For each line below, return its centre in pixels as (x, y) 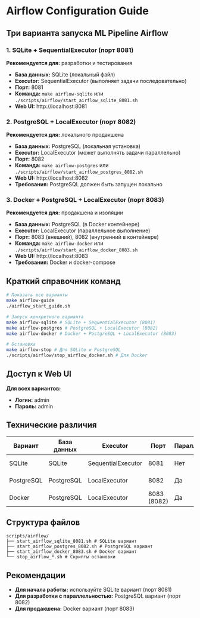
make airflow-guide (30, 301)
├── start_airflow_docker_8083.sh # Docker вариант (71, 552)
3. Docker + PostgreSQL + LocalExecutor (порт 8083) (85, 200)
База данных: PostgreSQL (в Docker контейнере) (77, 225)
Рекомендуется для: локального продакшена (65, 135)
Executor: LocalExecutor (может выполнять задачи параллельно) (98, 153)
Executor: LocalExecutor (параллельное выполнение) (82, 230)
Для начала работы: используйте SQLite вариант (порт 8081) (93, 590)
